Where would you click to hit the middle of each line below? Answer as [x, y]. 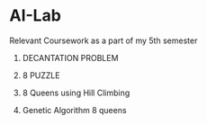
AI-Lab [35, 16]
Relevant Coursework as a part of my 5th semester [103, 40]
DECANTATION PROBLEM [70, 58]
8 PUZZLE [41, 75]
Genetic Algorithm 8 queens [75, 110]
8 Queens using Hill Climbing [76, 93]
